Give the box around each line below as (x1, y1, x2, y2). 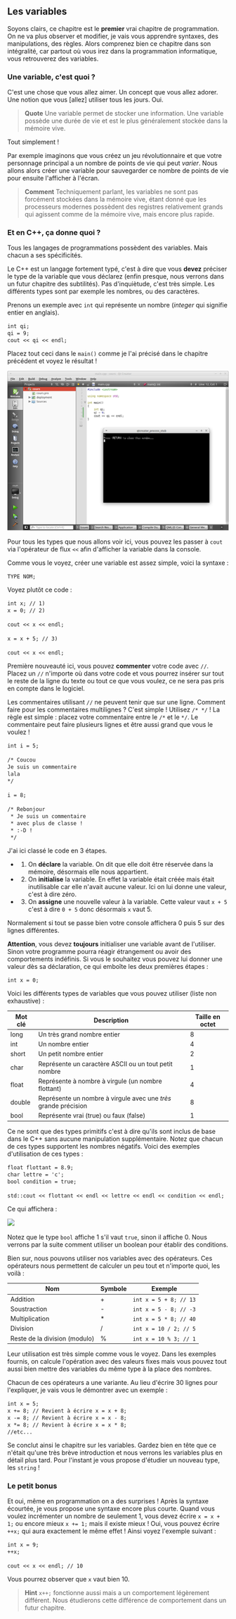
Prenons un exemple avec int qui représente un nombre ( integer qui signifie (7, 301, 228, 310)
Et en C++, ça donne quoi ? (7, 228, 101, 238)
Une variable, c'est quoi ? (7, 72, 96, 82)
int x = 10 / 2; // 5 (132, 1326, 196, 1333)
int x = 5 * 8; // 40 (132, 1316, 196, 1323)
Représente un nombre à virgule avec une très (38, 1094, 172, 1103)
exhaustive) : (7, 997, 44, 1006)
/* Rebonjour (7, 806, 46, 813)
